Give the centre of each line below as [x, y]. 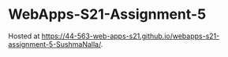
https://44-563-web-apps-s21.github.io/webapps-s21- [131, 36]
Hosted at [24, 36]
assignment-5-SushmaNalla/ [54, 44]
